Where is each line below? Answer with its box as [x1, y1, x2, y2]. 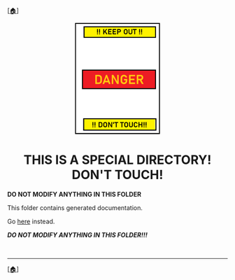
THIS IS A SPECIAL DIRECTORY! [23, 152, 212, 168]
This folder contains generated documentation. [7, 203, 143, 212]
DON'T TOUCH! [71, 167, 164, 183]
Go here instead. [7, 217, 55, 225]
